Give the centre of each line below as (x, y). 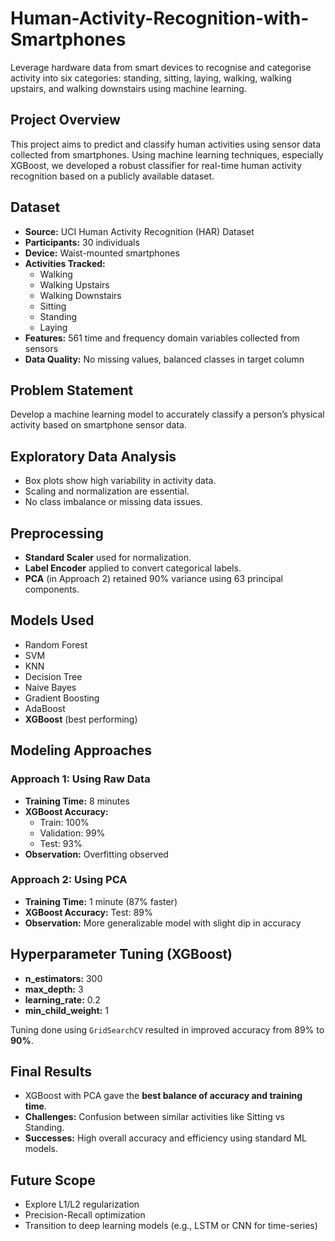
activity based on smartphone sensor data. (98, 425)
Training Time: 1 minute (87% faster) (101, 901)
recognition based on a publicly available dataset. (112, 176)
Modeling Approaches (81, 750)
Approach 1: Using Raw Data (80, 779)
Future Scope (53, 1180)
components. (52, 589)
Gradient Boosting (62, 698)
